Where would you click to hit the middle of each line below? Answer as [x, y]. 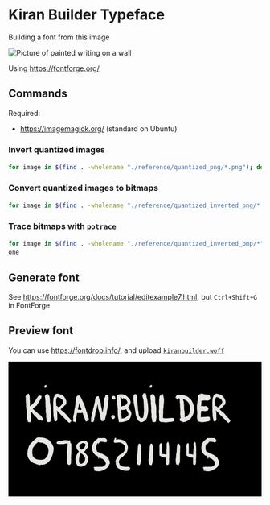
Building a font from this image [59, 37]
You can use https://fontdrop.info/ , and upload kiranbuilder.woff [117, 350]
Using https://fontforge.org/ [54, 68]
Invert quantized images [57, 149]
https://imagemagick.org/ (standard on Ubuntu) [98, 128]
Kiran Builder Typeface [86, 15]
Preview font [41, 331]
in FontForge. [30, 305]
